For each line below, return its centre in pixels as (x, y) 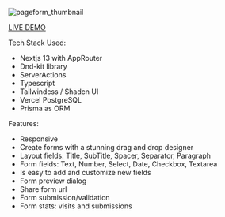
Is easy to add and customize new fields (86, 172)
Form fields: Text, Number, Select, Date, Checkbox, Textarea (118, 164)
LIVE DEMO (27, 27)
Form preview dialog (53, 181)
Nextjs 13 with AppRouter (61, 58)
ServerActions (43, 75)
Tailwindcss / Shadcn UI (59, 92)
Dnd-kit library (43, 66)
